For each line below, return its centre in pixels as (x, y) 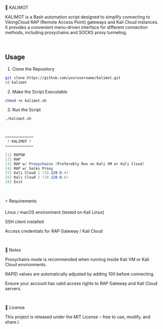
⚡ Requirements (21, 201)
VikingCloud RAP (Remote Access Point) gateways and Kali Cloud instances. (82, 22)
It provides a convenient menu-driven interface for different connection (76, 27)
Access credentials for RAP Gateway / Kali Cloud (54, 231)
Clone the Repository (33, 69)
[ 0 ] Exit (14, 182)
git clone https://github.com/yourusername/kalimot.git (63, 78)
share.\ (12, 322)
